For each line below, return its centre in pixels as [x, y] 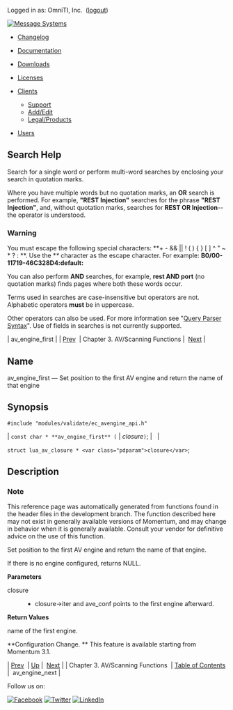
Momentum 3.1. [29, 652]
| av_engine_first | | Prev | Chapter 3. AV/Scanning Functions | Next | [106, 339]
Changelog [33, 37]
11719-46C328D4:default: [46, 263]
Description [33, 472]
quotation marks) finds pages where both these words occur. [95, 284]
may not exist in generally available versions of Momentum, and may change [117, 522]
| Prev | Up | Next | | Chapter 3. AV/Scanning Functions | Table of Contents [116, 665]
